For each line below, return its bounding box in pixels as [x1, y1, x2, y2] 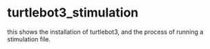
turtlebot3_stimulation [7, 5, 139, 21]
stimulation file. [7, 35, 50, 43]
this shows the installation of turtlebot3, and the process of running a [7, 28, 204, 36]
